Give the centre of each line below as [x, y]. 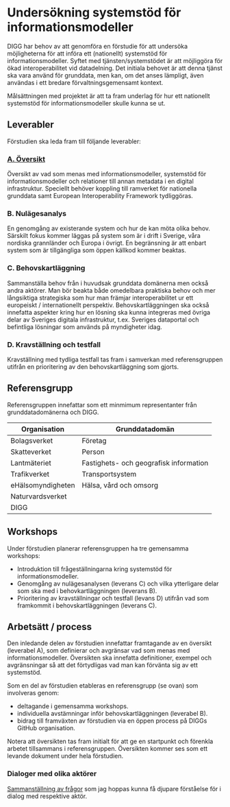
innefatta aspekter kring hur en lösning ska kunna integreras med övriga [109, 312]
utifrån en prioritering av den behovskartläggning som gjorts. [93, 366]
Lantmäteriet [31, 463]
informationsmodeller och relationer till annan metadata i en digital [100, 181]
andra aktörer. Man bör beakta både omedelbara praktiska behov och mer [111, 290]
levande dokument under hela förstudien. [65, 756]
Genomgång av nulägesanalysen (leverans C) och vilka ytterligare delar [118, 583]
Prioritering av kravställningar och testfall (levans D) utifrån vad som [113, 598]
